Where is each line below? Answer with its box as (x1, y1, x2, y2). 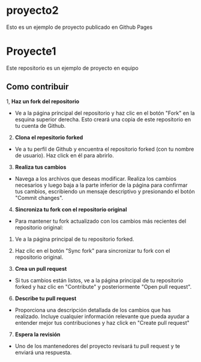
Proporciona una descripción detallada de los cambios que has (14, 306, 171, 313)
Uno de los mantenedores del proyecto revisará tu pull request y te (14, 342, 181, 349)
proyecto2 (6, 4, 59, 17)
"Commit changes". (14, 194, 64, 201)
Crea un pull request (14, 265, 67, 272)
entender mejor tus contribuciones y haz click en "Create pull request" (14, 319, 190, 326)
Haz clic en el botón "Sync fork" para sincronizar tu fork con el (14, 247, 170, 254)
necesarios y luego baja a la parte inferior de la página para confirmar (14, 181, 188, 189)
